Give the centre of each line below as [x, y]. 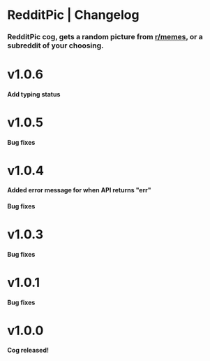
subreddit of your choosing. [55, 45]
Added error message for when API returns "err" [79, 190]
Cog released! [28, 351]
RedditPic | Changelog [73, 15]
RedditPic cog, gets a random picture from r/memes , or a [105, 37]
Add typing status [34, 94]
